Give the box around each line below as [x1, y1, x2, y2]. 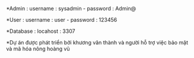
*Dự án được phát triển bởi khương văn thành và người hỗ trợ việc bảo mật [6, 39, 189, 46]
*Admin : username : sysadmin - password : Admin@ [6, 5, 136, 12]
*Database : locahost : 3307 [6, 28, 75, 35]
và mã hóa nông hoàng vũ [6, 45, 70, 52]
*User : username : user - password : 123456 [6, 16, 117, 23]
